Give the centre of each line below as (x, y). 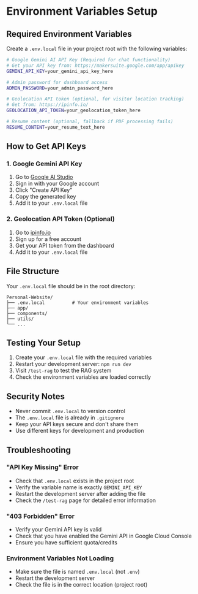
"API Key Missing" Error (42, 467)
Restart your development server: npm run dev (73, 364)
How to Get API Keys (46, 146)
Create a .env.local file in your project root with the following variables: (97, 48)
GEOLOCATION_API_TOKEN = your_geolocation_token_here (73, 111)
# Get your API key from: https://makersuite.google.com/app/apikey (95, 66)
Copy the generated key (46, 197)
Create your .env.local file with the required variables (83, 357)
